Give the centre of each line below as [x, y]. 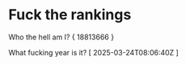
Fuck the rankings [70, 15]
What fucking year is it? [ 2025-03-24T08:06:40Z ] [94, 52]
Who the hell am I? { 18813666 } [61, 37]
